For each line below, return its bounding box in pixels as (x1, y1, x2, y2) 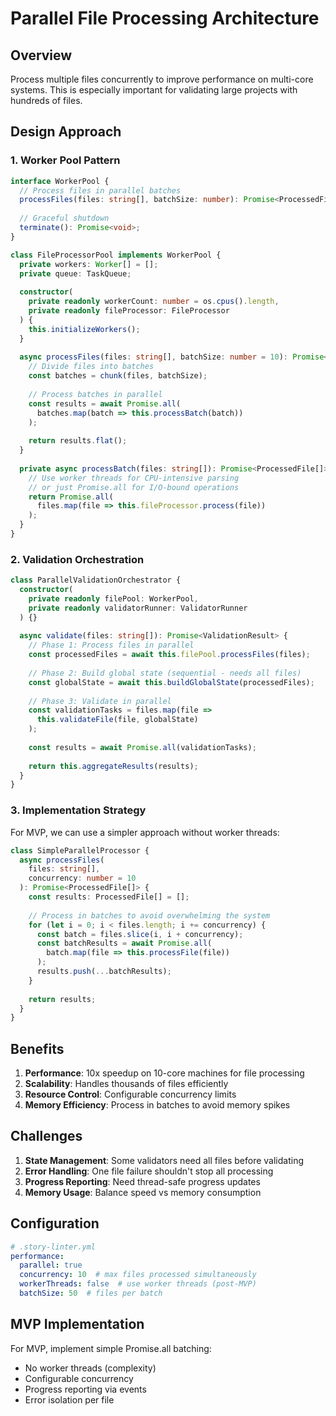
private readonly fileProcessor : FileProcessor (28, 306, 230, 316)
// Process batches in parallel (28, 389, 163, 399)
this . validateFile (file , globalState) (36, 715, 199, 725)
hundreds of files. (10, 95, 83, 106)
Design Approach (10, 123, 122, 141)
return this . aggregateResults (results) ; (28, 761, 199, 771)
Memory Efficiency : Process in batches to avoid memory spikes (24, 1099, 291, 1111)
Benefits (10, 1040, 65, 1057)
